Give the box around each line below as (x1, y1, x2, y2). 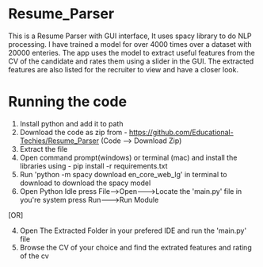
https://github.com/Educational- (129, 127, 234, 137)
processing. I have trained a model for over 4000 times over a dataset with (8, 39, 252, 48)
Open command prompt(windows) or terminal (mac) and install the (19, 153, 238, 162)
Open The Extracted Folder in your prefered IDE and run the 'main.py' (19, 226, 247, 235)
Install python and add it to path (19, 118, 124, 128)
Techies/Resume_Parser (19, 136, 99, 145)
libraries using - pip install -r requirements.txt (19, 161, 168, 171)
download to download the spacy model (19, 178, 151, 188)
